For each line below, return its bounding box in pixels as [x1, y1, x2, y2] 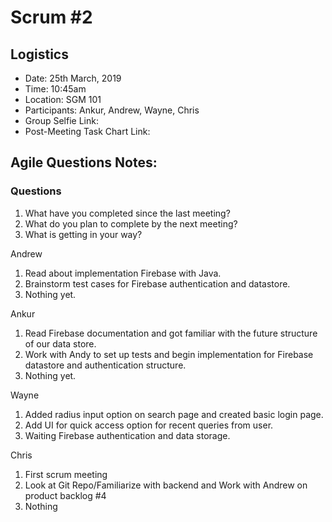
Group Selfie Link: [24, 115, 99, 126]
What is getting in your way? [24, 228, 143, 240]
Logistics [10, 46, 69, 63]
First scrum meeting [24, 468, 108, 480]
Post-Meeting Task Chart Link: [24, 126, 151, 137]
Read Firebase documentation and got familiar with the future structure [24, 327, 318, 339]
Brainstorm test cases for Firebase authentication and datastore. [24, 277, 291, 290]
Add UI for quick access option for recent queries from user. [24, 419, 274, 431]
